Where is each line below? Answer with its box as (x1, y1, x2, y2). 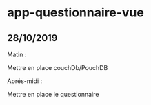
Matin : (7, 50, 27, 58)
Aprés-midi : (7, 77, 43, 85)
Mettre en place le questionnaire (7, 91, 99, 98)
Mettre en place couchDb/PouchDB (7, 64, 108, 71)
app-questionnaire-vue (7, 5, 145, 21)
